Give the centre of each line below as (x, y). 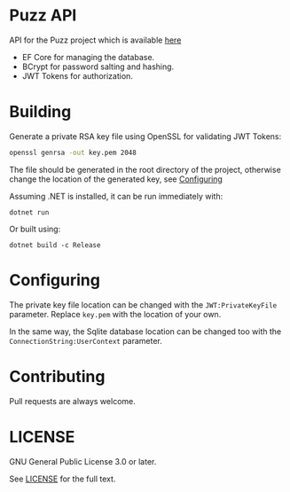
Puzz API (43, 16)
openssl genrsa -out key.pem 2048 (73, 152)
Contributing (57, 376)
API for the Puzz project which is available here (95, 40)
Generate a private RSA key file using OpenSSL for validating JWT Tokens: (145, 136)
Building (40, 112)
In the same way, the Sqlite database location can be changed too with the (145, 331)
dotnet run (29, 212)
